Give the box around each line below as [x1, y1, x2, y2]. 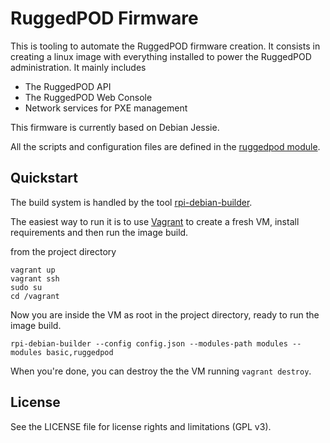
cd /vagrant [10, 291, 60, 301]
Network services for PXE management [24, 102, 188, 114]
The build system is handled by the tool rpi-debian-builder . [10, 196, 253, 208]
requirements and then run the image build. [10, 226, 189, 238]
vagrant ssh [10, 273, 60, 284]
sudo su [10, 282, 43, 292]
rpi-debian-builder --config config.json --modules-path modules [10, 338, 288, 349]
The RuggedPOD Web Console [24, 91, 153, 103]
